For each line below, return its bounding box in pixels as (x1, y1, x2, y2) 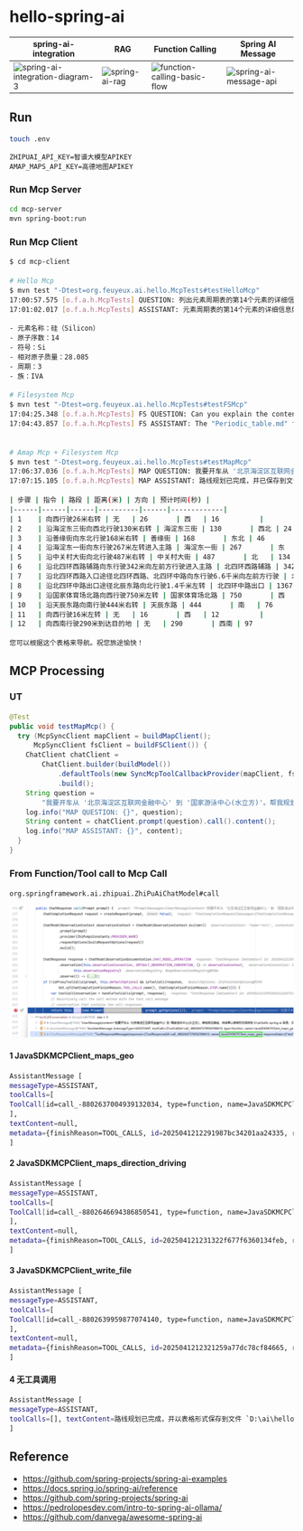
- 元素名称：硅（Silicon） (9, 324, 100, 333)
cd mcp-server (9, 205, 63, 214)
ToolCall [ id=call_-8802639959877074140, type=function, (9, 1315, 224, 1324)
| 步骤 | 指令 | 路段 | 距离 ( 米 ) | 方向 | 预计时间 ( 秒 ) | (9, 495, 210, 505)
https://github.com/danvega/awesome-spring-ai (22, 1511, 203, 1522)
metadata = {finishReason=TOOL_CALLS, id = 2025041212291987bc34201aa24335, (9, 1128, 289, 1138)
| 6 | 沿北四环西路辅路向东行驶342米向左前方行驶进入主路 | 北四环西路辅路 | (9, 562, 280, 571)
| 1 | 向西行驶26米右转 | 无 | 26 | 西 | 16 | (9, 514, 264, 523)
